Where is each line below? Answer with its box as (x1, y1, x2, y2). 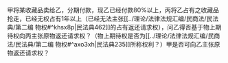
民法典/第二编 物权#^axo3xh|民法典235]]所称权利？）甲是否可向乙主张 (15, 40, 215, 48)
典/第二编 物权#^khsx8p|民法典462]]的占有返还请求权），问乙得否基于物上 (7, 23, 216, 31)
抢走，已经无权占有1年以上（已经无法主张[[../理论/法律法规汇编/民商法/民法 (7, 14, 219, 23)
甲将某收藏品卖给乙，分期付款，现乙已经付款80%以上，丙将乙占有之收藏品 (7, 6, 220, 14)
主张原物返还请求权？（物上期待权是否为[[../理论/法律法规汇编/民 (30, 32, 214, 40)
